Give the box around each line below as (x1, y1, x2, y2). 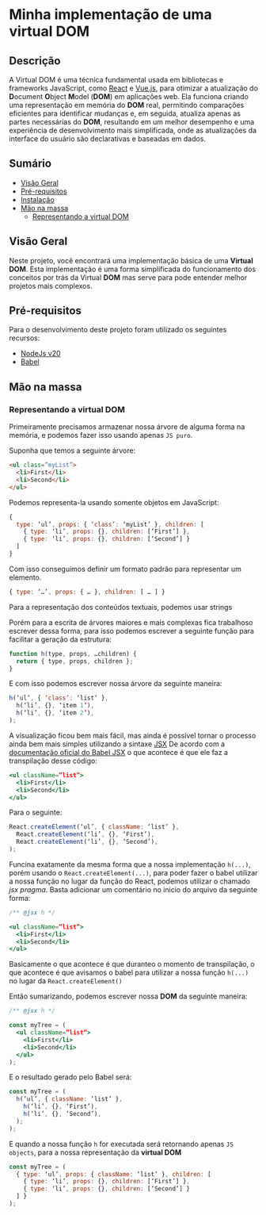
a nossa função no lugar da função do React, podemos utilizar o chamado (9, 876, 250, 886)
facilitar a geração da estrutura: (9, 634, 112, 644)
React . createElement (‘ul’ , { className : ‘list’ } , (9, 823, 180, 831)
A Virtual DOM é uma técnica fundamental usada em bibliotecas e (9, 75, 224, 84)
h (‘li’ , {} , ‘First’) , (23, 1102, 98, 1111)
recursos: (9, 333, 40, 343)
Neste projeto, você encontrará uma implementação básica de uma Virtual (9, 255, 253, 265)
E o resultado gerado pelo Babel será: (9, 1072, 132, 1082)
